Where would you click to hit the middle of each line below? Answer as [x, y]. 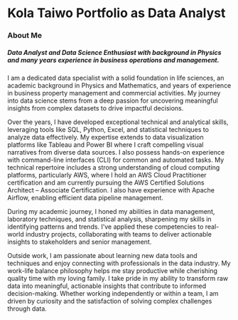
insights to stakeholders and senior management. [80, 242]
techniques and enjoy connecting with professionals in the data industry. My [119, 263]
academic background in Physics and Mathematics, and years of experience [119, 86]
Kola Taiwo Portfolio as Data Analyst [117, 13]
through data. [27, 309]
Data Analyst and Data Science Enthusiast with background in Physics [114, 52]
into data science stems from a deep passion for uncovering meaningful [113, 100]
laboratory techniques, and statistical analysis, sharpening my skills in [109, 220]
